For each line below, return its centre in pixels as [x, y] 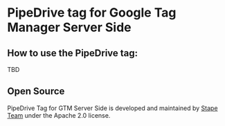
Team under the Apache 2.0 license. [59, 115]
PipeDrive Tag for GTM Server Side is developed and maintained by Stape [112, 108]
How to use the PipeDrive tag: [73, 53]
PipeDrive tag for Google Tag [92, 13]
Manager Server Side [69, 27]
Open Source [36, 91]
